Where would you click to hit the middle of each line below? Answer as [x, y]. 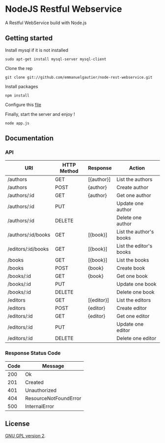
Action [137, 168]
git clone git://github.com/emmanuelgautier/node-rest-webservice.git [79, 77]
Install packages [22, 86]
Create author [133, 187]
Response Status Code [33, 353]
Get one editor [133, 316]
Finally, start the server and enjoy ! [40, 114]
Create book [131, 268]
